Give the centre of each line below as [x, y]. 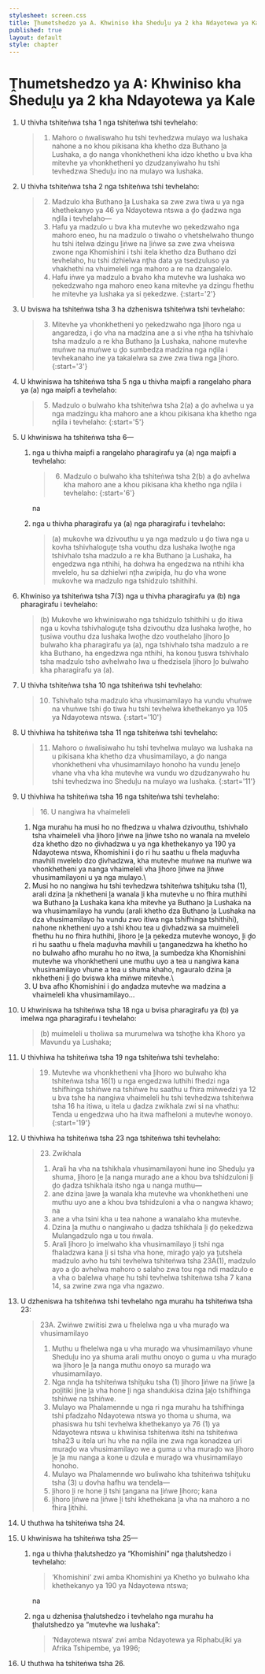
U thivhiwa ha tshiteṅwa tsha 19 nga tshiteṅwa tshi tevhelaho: [120, 1057]
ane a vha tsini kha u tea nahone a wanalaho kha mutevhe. [147, 1219]
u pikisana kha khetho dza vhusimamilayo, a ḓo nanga [139, 756]
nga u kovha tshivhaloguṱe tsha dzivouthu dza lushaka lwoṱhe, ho [146, 628]
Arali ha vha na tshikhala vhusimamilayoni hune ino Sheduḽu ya [153, 1169]
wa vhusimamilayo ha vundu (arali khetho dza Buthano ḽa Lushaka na [144, 911]
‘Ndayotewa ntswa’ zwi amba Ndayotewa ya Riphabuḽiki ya [147, 1640]
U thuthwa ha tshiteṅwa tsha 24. [72, 1523]
